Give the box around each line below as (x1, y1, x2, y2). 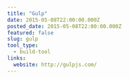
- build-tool (13, 49, 51, 56)
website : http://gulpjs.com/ (13, 61, 97, 68)
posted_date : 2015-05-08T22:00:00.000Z (7, 23, 122, 30)
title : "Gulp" (7, 10, 48, 17)
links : (7, 55, 26, 62)
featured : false (7, 29, 54, 36)
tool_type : (7, 42, 39, 49)
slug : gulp (7, 36, 39, 43)
